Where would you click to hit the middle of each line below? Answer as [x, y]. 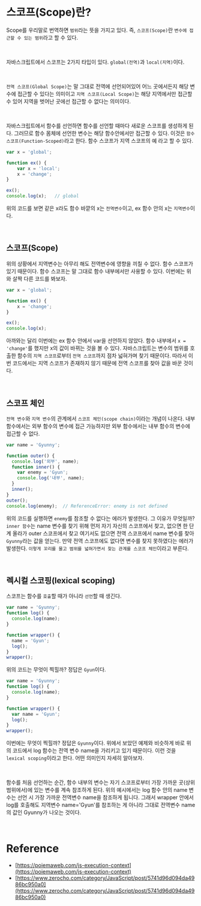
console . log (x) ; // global [43, 196]
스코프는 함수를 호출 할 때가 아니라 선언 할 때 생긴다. [64, 596]
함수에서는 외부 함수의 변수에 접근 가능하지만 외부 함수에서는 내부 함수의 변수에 [98, 426]
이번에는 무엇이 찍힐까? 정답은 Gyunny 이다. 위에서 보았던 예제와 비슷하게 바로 [95, 743]
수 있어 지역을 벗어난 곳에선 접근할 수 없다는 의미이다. [68, 101]
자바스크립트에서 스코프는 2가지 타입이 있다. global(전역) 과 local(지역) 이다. [95, 62]
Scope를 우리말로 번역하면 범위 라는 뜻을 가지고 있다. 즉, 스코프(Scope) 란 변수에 [97, 30]
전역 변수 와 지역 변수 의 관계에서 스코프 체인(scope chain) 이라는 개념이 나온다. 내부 [101, 418]
